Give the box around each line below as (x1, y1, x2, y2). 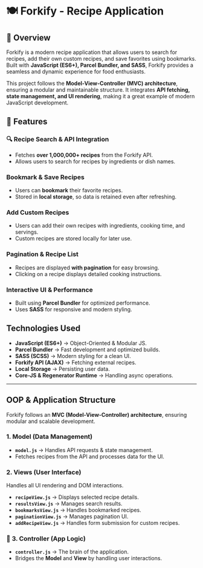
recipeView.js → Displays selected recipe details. (14, 493, 139, 501)
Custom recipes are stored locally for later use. (14, 235, 132, 242)
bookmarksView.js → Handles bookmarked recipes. (14, 507, 142, 514)
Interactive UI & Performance (6, 285, 93, 294)
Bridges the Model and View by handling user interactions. (14, 555, 162, 562)
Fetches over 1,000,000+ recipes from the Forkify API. (14, 151, 153, 158)
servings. (14, 228, 39, 236)
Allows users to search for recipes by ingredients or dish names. (14, 158, 176, 165)
